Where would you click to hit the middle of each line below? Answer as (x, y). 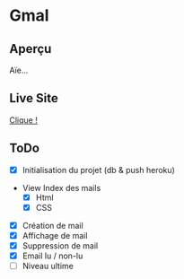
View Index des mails (61, 187)
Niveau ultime (48, 266)
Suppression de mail (60, 245)
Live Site (34, 98)
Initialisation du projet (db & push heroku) (98, 170)
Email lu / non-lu (53, 256)
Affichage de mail (55, 235)
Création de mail (53, 225)
